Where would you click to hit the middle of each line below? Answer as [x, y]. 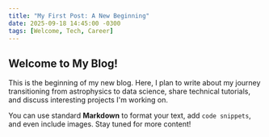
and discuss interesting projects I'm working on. [88, 100]
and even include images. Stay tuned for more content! [100, 124]
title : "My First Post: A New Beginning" [79, 16]
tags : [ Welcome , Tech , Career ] [61, 31]
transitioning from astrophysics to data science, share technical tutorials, [129, 91]
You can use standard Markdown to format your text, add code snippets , [130, 116]
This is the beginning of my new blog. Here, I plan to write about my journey [134, 83]
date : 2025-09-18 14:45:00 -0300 [65, 23]
